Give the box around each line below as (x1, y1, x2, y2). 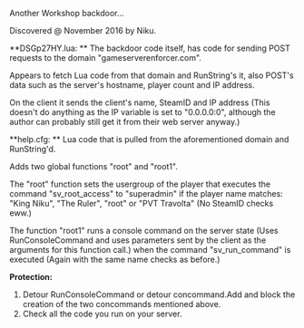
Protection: (9, 272, 53, 282)
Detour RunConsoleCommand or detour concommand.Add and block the (22, 289, 296, 300)
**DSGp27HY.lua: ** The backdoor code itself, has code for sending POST (9, 43, 290, 53)
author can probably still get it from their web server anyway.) (9, 117, 240, 127)
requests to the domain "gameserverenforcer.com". (9, 53, 202, 63)
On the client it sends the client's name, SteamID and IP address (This (9, 97, 270, 108)
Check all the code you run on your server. (22, 308, 182, 319)
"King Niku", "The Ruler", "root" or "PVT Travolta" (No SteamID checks (9, 198, 274, 208)
